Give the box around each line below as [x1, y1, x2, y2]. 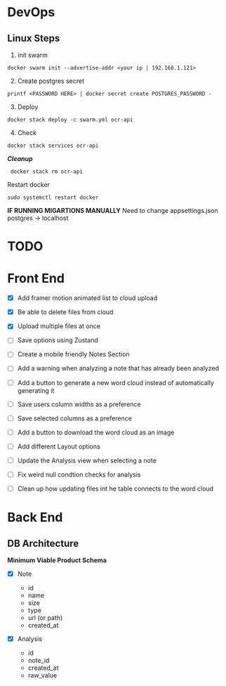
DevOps [7, 4, 55, 20]
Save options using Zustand [17, 336, 98, 344]
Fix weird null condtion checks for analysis [17, 470, 141, 479]
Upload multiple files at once [17, 322, 100, 330]
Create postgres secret [17, 77, 85, 85]
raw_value [27, 671, 58, 680]
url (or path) [27, 614, 63, 622]
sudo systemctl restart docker [7, 194, 99, 201]
